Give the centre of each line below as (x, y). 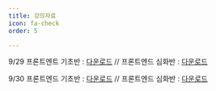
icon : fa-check (34, 23)
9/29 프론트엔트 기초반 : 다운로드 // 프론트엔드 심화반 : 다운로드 (108, 62)
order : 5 (23, 31)
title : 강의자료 (32, 16)
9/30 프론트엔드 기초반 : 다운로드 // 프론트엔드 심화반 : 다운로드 (108, 79)
